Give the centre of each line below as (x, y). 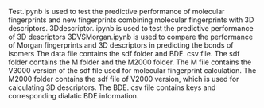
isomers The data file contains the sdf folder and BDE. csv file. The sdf (124, 54)
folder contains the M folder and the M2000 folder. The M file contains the (130, 62)
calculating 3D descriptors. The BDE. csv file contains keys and (112, 87)
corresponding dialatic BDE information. (74, 96)
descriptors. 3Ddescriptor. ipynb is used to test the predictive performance (131, 28)
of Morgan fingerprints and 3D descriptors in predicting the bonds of (121, 45)
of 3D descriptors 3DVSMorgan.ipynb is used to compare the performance (130, 37)
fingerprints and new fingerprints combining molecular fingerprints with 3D (131, 20)
